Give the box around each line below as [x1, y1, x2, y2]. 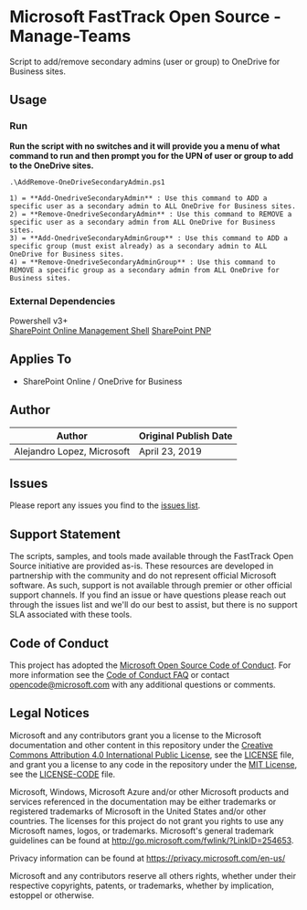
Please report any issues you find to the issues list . [9, 500, 201, 511]
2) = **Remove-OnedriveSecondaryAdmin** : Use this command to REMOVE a [9, 209, 292, 218]
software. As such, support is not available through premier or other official [9, 580, 292, 591]
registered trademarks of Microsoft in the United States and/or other [9, 806, 267, 817]
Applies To [9, 352, 72, 367]
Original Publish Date [138, 429, 233, 442]
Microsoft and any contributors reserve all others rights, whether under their [9, 870, 297, 881]
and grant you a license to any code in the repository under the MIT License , [9, 758, 298, 769]
